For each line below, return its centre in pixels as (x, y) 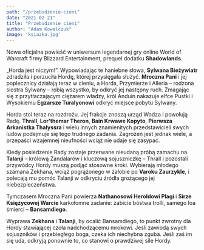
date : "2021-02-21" (31, 18)
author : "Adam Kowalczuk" (39, 29)
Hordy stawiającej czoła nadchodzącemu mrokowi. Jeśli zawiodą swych (97, 228)
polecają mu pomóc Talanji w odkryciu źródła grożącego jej (80, 178)
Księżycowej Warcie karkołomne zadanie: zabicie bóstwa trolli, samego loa (101, 203)
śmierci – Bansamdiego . (37, 209)
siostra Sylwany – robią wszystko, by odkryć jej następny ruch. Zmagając (98, 90)
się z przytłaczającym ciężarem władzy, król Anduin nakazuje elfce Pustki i (100, 96)
